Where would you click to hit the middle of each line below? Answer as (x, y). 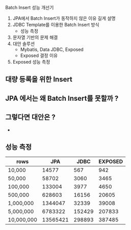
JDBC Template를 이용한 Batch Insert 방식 (56, 25)
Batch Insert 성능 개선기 (30, 7)
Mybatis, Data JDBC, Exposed (52, 49)
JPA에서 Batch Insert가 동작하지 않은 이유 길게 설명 (64, 18)
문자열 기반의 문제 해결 (35, 37)
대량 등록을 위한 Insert (39, 80)
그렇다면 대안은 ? (30, 117)
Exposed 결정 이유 (39, 55)
